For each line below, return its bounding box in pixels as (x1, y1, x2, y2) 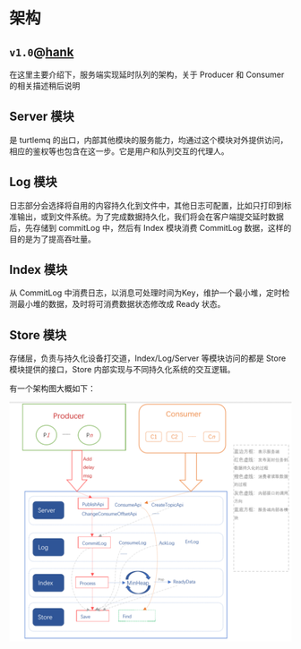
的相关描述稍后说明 (9, 81, 81, 90)
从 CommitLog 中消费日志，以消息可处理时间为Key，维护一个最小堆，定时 (9, 287, 282, 298)
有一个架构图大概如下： (9, 383, 96, 394)
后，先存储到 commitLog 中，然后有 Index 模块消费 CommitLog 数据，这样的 (9, 222, 292, 233)
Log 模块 (9, 175, 57, 190)
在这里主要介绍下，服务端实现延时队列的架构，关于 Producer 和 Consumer (9, 69, 285, 80)
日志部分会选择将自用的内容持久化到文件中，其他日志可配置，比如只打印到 (9, 200, 284, 210)
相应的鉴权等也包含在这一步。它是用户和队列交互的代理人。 (9, 145, 229, 157)
